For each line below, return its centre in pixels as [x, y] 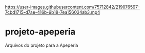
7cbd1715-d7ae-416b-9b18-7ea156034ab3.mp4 [52, 12]
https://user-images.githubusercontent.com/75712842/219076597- [72, 7]
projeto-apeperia [40, 32]
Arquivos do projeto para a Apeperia [41, 45]
